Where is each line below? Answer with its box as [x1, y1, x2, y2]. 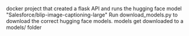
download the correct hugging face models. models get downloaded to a [6, 18, 184, 24]
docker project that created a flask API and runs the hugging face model [6, 5, 182, 12]
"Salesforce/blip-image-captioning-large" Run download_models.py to [6, 11, 178, 18]
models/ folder [6, 24, 42, 31]
